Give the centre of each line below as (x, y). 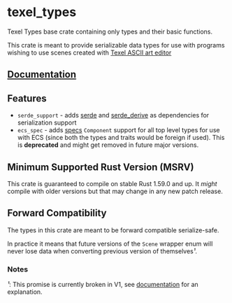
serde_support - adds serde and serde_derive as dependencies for (113, 115)
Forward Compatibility (57, 213)
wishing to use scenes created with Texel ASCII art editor (89, 52)
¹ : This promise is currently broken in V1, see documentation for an (103, 285)
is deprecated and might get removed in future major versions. (108, 145)
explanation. (25, 292)
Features (27, 98)
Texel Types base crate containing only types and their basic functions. (110, 31)
